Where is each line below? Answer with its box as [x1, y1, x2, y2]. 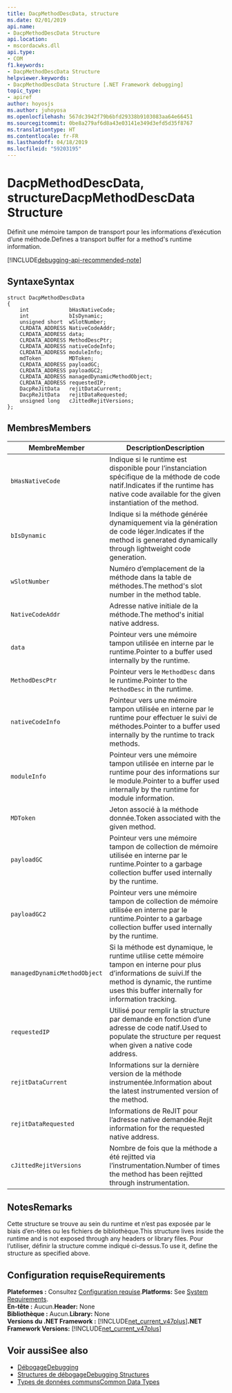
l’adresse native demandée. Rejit [109, 1114, 213, 1124]
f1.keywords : [7, 62, 45, 69]
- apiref [7, 94, 32, 101]
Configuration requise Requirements [7, 1269, 166, 1281]
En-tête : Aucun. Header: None [7, 1302, 95, 1311]
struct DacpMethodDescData [7, 294, 85, 301]
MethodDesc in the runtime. [109, 684, 193, 694]
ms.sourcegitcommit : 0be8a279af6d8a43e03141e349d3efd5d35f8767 [7, 119, 193, 127]
